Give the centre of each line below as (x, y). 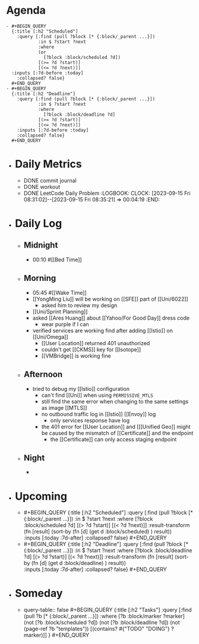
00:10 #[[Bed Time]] (57, 260)
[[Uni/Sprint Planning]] (60, 311)
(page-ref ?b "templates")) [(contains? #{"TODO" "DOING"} (97, 629)
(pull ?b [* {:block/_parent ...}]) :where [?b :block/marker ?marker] (104, 616)
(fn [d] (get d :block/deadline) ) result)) (79, 563)
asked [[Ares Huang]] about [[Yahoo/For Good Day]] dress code (111, 318)
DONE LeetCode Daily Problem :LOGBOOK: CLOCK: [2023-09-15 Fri (107, 193)
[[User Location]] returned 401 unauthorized (96, 343)
